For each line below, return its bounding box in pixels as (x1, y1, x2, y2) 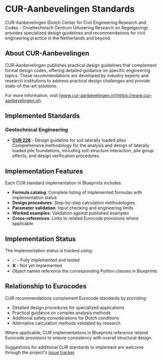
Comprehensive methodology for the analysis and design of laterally (12, 142, 150, 148)
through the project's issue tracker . (5, 349, 76, 355)
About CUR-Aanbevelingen (5, 49, 89, 58)
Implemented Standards (5, 112, 80, 120)
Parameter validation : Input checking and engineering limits (12, 205, 134, 211)
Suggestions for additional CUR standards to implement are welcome (5, 344, 144, 350)
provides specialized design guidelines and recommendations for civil (5, 30, 145, 36)
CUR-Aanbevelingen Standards (5, 3, 135, 15)
